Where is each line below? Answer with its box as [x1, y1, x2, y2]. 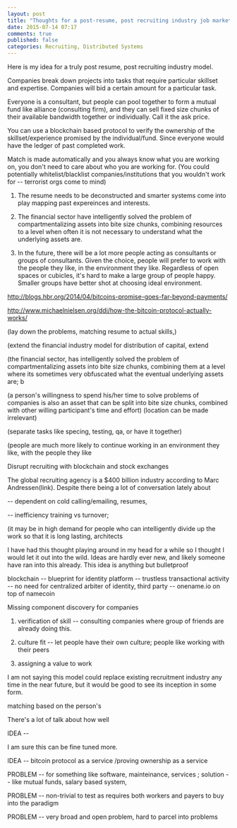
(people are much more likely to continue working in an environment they [7, 441, 220, 449]
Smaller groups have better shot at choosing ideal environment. [17, 279, 202, 287]
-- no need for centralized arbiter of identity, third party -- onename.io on [7, 582, 221, 590]
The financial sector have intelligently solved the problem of [17, 213, 192, 221]
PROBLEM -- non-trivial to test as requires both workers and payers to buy [7, 791, 224, 800]
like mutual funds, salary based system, [11, 778, 127, 786]
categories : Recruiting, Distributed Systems [7, 43, 143, 50]
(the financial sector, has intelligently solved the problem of [7, 355, 180, 363]
